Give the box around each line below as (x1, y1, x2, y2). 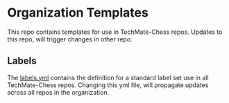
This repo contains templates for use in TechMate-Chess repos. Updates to (7, 28, 223, 36)
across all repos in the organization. (7, 88, 110, 96)
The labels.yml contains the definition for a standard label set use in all (7, 73, 210, 82)
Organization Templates (7, 5, 149, 21)
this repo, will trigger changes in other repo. (7, 35, 133, 43)
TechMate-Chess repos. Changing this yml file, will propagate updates (7, 81, 209, 89)
